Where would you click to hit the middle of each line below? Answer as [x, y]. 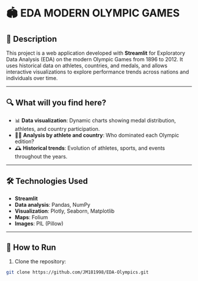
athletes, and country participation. [57, 128]
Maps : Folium [31, 217]
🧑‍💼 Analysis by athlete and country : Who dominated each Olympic [97, 135]
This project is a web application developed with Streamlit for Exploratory [96, 53]
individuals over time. [32, 78]
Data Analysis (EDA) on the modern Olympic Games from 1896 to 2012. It [95, 59]
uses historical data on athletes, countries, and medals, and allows [87, 65]
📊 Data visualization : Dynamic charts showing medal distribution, [95, 120]
